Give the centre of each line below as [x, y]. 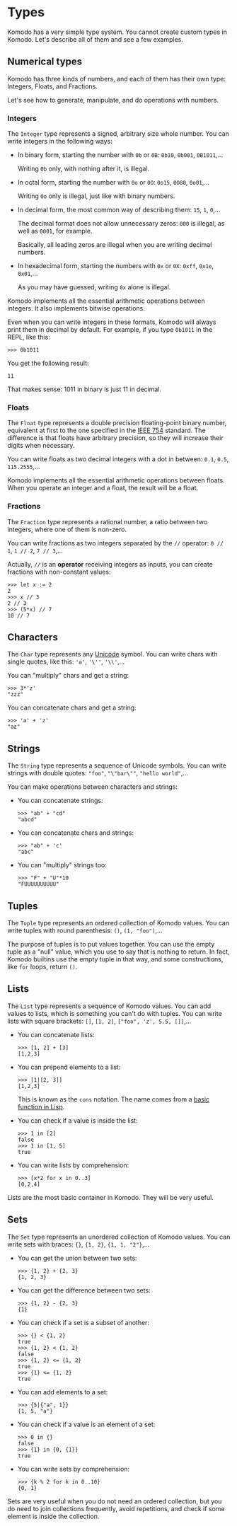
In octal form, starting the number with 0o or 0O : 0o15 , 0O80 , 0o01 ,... [114, 183]
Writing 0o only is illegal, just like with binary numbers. [96, 196]
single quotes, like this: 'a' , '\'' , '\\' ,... [66, 661]
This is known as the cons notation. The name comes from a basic [114, 1099]
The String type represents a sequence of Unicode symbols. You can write [117, 765]
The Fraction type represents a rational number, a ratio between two [108, 521]
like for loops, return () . [42, 967]
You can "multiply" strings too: [62, 865]
